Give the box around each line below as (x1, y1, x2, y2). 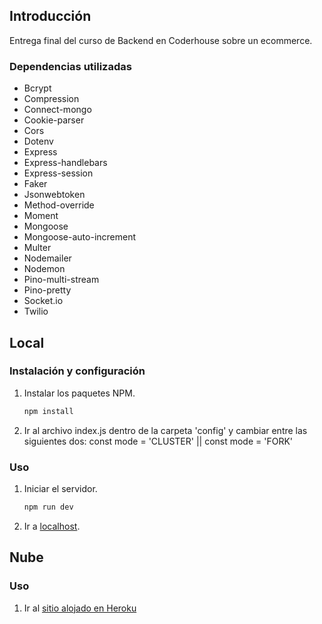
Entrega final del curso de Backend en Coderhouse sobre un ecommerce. (9, 34, 313, 46)
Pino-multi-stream (23, 274, 100, 286)
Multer (23, 242, 52, 254)
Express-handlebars (23, 157, 108, 169)
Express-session (23, 167, 94, 179)
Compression (23, 93, 80, 105)
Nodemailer (23, 252, 72, 264)
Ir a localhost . (23, 520, 81, 532)
